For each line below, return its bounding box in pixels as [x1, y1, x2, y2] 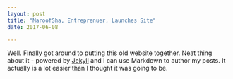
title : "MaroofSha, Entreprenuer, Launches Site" [7, 17, 157, 24]
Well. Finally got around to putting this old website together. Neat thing [7, 49, 213, 57]
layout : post [7, 10, 46, 18]
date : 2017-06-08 [7, 23, 59, 30]
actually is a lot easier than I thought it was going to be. [7, 64, 168, 73]
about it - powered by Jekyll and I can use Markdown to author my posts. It [7, 56, 226, 65]
